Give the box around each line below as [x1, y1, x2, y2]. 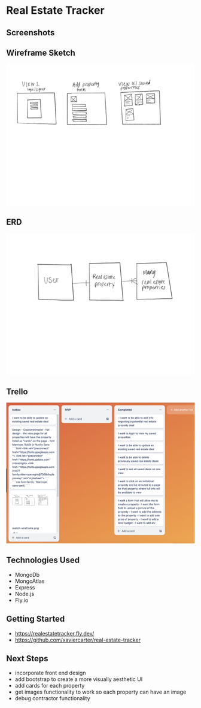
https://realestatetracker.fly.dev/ [14, 630, 95, 637]
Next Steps [6, 653, 48, 664]
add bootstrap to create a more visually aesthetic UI [14, 676, 143, 683]
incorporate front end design [14, 669, 86, 677]
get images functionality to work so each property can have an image [14, 688, 187, 695]
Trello [6, 386, 28, 397]
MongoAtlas [14, 577, 45, 585]
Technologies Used [6, 555, 80, 565]
